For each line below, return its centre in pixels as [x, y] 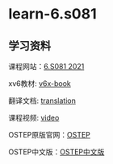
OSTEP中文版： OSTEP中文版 [56, 152]
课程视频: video [34, 118]
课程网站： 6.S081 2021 [46, 66]
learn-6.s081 [52, 14]
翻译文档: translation [42, 100]
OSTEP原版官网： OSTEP [50, 135]
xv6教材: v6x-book [40, 84]
